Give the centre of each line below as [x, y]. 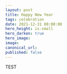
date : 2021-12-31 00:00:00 [34, 24]
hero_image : [18, 39]
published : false [24, 52]
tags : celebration [25, 19]
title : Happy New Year [29, 15]
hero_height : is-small [29, 29]
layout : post [19, 10]
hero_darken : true [25, 33]
